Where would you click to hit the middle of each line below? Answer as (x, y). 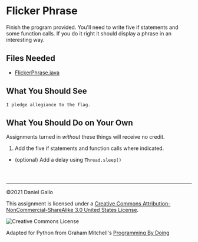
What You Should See (47, 91)
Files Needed (31, 58)
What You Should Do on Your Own (70, 122)
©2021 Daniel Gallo (29, 192)
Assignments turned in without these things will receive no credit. (85, 137)
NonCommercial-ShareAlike (40, 210)
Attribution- (156, 204)
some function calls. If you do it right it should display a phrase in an (89, 33)
